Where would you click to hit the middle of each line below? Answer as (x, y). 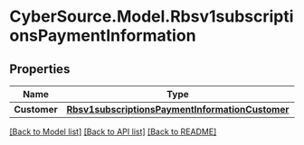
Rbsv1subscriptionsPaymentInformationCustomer (178, 109)
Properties (40, 69)
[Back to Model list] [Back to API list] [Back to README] (113, 131)
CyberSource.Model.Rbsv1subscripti (152, 17)
